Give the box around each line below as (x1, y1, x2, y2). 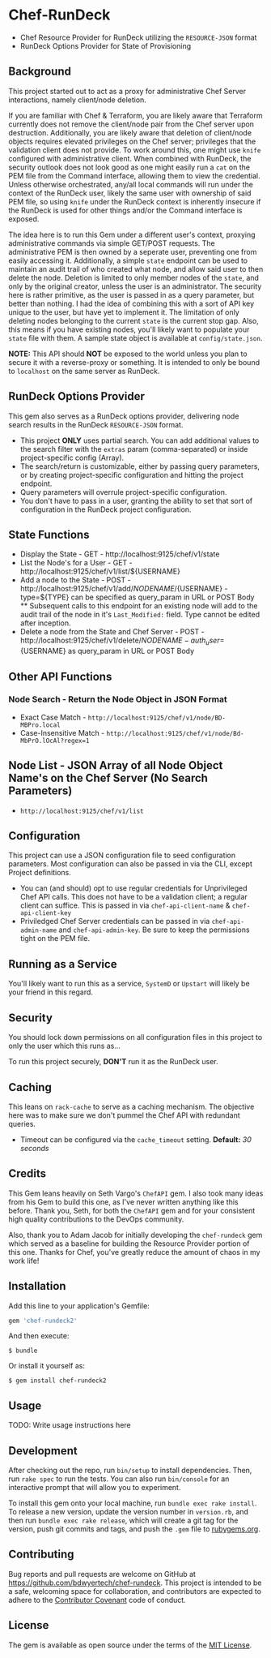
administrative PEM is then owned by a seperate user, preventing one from (8, 247, 257, 256)
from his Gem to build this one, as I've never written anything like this (8, 1196, 239, 1206)
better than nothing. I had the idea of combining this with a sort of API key (8, 299, 255, 308)
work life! (8, 1256, 40, 1265)
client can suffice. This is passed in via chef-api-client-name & (19, 900, 231, 910)
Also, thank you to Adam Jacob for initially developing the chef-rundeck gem (8, 1230, 263, 1239)
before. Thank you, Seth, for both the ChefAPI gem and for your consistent (8, 1205, 256, 1215)
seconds (19, 1143, 49, 1153)
